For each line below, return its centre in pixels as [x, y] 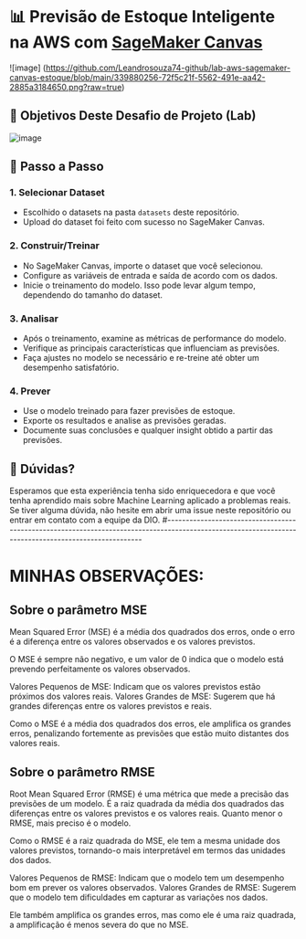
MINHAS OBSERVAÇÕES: [107, 576]
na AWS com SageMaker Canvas [136, 42]
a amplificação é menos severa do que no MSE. [99, 924]
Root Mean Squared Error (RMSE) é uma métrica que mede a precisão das [149, 794]
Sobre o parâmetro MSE [79, 610]
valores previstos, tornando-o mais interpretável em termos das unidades [148, 850]
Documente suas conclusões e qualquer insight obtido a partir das [148, 430]
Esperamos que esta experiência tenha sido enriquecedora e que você [142, 491]
